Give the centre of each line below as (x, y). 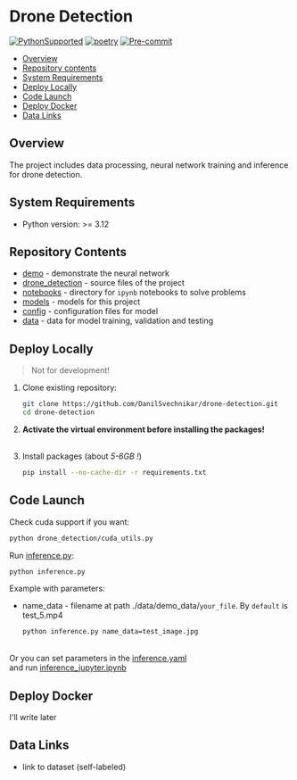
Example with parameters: (57, 589)
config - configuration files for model (90, 311)
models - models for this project (81, 302)
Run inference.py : (41, 555)
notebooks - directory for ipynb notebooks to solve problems (134, 293)
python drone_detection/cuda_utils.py (81, 538)
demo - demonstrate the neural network (95, 273)
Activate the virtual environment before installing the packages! (143, 429)
